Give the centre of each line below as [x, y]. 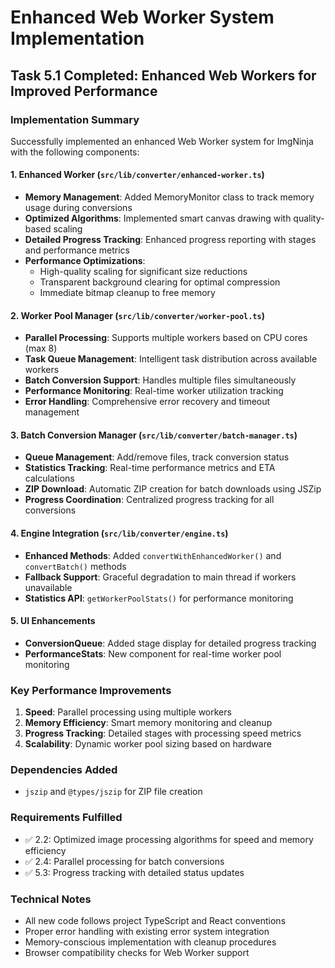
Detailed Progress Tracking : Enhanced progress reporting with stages [170, 240]
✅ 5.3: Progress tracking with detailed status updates [134, 872]
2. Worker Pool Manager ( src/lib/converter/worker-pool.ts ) [137, 315]
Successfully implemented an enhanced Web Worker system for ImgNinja [162, 141]
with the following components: [75, 152]
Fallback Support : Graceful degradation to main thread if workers [160, 577]
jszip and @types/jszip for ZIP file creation [113, 792]
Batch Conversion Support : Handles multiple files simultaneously [160, 380]
